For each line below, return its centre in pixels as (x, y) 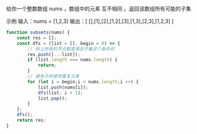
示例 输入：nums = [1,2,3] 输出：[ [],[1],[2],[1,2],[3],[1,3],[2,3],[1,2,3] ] (90, 21)
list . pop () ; (52, 98)
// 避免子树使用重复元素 (54, 76)
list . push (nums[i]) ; (63, 87)
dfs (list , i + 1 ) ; (60, 93)
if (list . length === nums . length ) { (72, 60)
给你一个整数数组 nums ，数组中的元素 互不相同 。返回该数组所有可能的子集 (98, 9)
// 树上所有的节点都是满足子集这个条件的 (71, 49)
